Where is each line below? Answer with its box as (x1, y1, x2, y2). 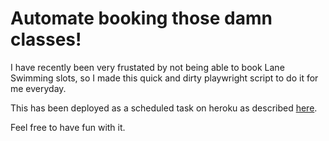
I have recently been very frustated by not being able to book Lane (10, 61, 285, 73)
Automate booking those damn (10, 7, 273, 30)
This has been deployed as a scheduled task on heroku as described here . (10, 102, 318, 114)
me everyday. (10, 82, 67, 94)
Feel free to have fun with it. (10, 121, 126, 133)
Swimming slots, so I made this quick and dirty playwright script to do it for (10, 72, 319, 84)
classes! (10, 28, 82, 51)
